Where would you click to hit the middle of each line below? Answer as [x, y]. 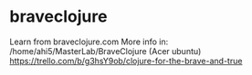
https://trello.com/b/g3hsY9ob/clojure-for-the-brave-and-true [126, 61]
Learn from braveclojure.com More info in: [89, 42]
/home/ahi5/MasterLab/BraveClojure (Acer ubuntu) [105, 51]
